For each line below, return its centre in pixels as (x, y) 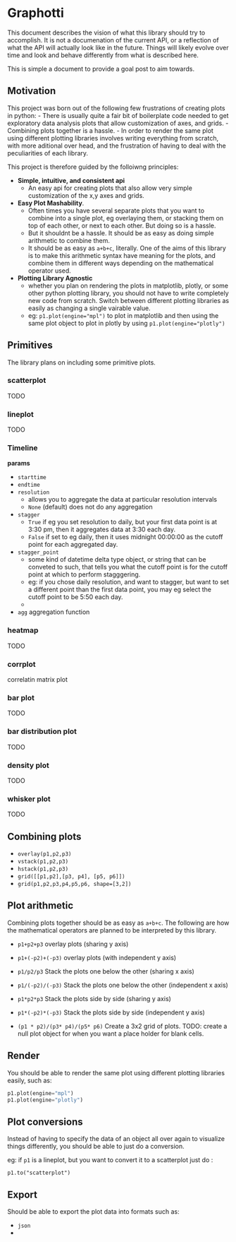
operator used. (50, 271)
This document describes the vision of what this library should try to (106, 32)
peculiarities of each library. (48, 153)
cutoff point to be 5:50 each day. (75, 597)
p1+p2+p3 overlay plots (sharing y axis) (73, 944)
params (19, 463)
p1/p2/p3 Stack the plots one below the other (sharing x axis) (106, 971)
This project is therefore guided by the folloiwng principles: (93, 167)
